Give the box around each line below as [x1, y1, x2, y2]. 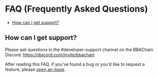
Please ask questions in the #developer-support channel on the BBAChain [5, 46, 154, 52]
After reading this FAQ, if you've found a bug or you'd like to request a [5, 61, 145, 67]
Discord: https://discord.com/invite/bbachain [5, 52, 95, 58]
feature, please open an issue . [5, 66, 66, 72]
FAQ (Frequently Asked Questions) [5, 3, 148, 15]
